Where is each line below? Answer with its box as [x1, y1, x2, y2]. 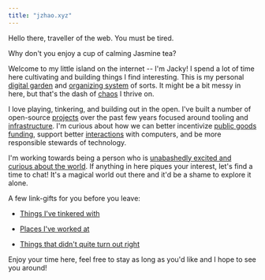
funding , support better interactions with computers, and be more [8, 129, 222, 139]
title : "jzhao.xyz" [8, 11, 73, 20]
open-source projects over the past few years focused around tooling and [8, 112, 248, 122]
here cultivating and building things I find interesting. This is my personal [8, 72, 244, 81]
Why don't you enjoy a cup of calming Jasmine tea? [8, 48, 177, 58]
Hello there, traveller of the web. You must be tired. [8, 33, 174, 43]
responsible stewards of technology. [8, 137, 127, 147]
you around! [8, 263, 47, 272]
